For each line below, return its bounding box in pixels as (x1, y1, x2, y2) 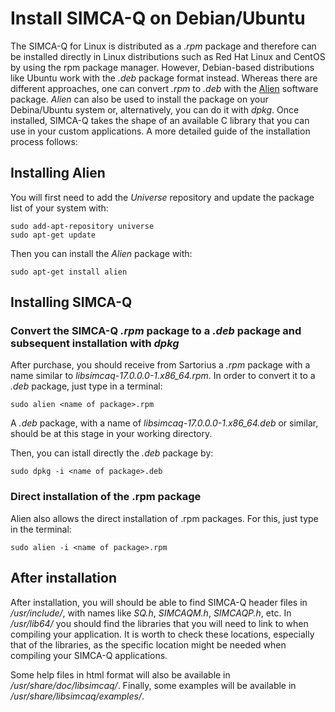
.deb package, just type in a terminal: (10, 380, 163, 392)
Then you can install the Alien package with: (10, 247, 193, 259)
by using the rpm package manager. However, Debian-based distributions (10, 61, 315, 73)
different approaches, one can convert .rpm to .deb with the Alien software (10, 82, 319, 94)
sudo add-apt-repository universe (10, 221, 155, 231)
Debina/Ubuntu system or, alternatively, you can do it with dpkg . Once (10, 103, 300, 116)
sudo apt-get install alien (10, 267, 128, 277)
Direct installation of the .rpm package (10, 490, 202, 504)
